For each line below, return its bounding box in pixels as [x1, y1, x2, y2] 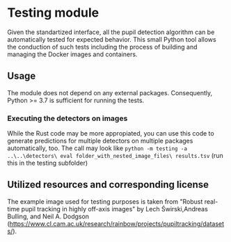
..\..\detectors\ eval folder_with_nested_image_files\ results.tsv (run [7, 152, 224, 160]
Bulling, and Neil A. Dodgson [7, 212, 89, 220]
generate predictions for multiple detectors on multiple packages [7, 137, 193, 145]
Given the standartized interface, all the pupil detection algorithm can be [7, 28, 215, 36]
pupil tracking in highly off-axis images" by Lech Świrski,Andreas [21, 204, 209, 213]
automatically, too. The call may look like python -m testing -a [7, 144, 188, 152]
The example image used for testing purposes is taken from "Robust [7, 197, 203, 206]
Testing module [7, 5, 99, 21]
